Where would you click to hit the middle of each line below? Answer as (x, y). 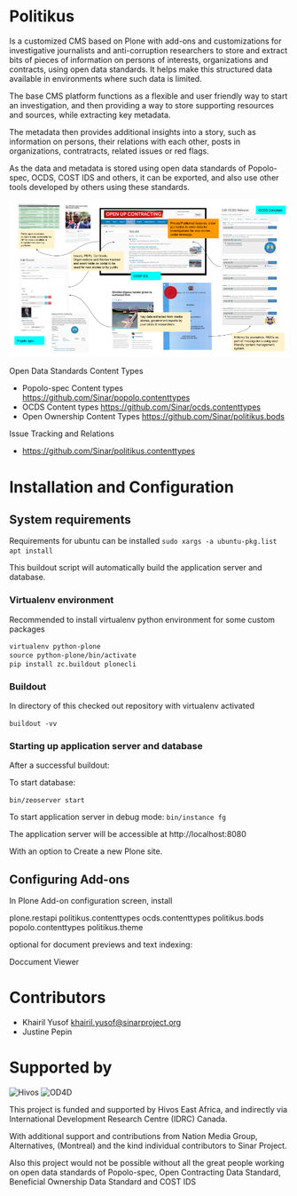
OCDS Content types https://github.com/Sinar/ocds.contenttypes (141, 407)
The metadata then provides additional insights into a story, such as (133, 132)
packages (27, 629)
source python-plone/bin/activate (73, 655)
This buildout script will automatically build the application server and (136, 568)
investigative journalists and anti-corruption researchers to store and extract (148, 50)
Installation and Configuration (122, 487)
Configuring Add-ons (70, 879)
